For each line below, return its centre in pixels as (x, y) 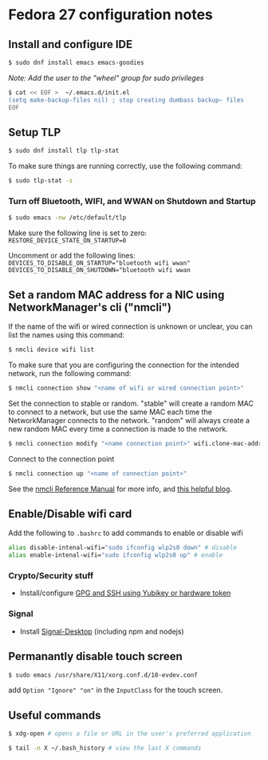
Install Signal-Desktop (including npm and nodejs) (102, 631)
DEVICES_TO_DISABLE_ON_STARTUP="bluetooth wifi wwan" (100, 263)
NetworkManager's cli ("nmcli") (90, 307)
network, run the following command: (70, 373)
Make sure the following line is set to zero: (78, 233)
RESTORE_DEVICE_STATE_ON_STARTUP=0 (67, 241)
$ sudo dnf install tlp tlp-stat (64, 151)
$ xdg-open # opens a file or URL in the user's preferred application (130, 734)
